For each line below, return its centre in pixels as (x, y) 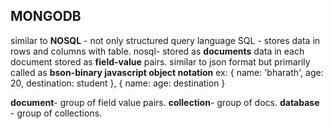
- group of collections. (56, 113)
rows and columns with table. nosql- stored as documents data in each (157, 51)
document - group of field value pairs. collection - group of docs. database (165, 102)
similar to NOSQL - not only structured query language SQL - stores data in (165, 40)
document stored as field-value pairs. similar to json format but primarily (160, 61)
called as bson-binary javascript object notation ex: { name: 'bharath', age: (167, 72)
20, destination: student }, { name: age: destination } (118, 83)
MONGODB (46, 16)
